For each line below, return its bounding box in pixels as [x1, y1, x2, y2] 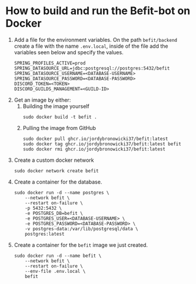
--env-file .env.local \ [25, 268, 86, 274]
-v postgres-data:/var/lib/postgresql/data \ [25, 226, 139, 231]
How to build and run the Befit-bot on [5, 4, 191, 18]
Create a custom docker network [14, 156, 94, 164]
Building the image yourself [22, 102, 89, 110]
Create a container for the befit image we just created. [14, 241, 148, 249]
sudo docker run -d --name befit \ [14, 253, 102, 259]
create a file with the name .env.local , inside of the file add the [14, 43, 168, 50]
